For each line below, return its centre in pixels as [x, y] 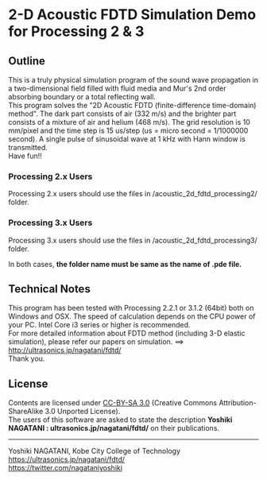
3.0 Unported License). [83, 412]
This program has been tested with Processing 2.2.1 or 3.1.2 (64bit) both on [131, 308]
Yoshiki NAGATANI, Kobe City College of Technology [95, 451]
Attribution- [237, 403]
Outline [27, 61]
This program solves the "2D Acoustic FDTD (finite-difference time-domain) [132, 105]
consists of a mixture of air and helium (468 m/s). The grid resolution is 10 [129, 122]
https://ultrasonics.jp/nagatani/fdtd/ [67, 459]
